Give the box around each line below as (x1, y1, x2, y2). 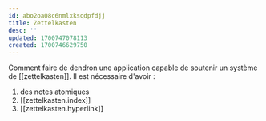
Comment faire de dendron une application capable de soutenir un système (8, 63, 258, 72)
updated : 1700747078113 (8, 33, 88, 42)
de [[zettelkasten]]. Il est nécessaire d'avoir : (8, 72, 156, 81)
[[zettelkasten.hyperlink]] (19, 104, 104, 114)
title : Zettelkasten (8, 19, 78, 27)
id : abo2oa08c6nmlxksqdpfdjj (8, 11, 106, 20)
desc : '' (8, 26, 38, 34)
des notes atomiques (19, 87, 90, 96)
